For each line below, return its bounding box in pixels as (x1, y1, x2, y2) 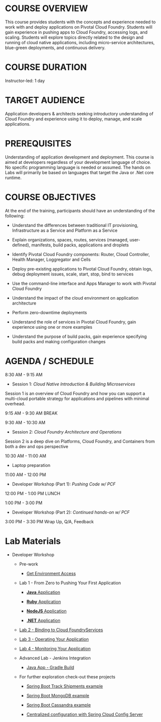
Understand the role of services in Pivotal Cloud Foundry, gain (12, 319, 136, 325)
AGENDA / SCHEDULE (5, 355, 94, 367)
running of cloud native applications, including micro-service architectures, (5, 39, 155, 45)
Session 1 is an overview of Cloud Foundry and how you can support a (5, 390, 146, 396)
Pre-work (19, 561, 38, 567)
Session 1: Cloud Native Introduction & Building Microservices (12, 381, 135, 387)
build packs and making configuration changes (12, 338, 106, 344)
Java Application (26, 589, 60, 595)
